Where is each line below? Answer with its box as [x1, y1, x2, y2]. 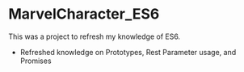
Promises [19, 56, 52, 66]
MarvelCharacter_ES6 [8, 5, 160, 23]
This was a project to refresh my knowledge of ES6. [8, 32, 180, 41]
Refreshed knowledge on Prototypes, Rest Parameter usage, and [19, 47, 237, 57]
